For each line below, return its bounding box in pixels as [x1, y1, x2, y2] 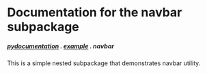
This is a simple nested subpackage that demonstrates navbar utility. [7, 59, 201, 67]
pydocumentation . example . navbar [7, 42, 115, 50]
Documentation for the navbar [7, 5, 182, 20]
